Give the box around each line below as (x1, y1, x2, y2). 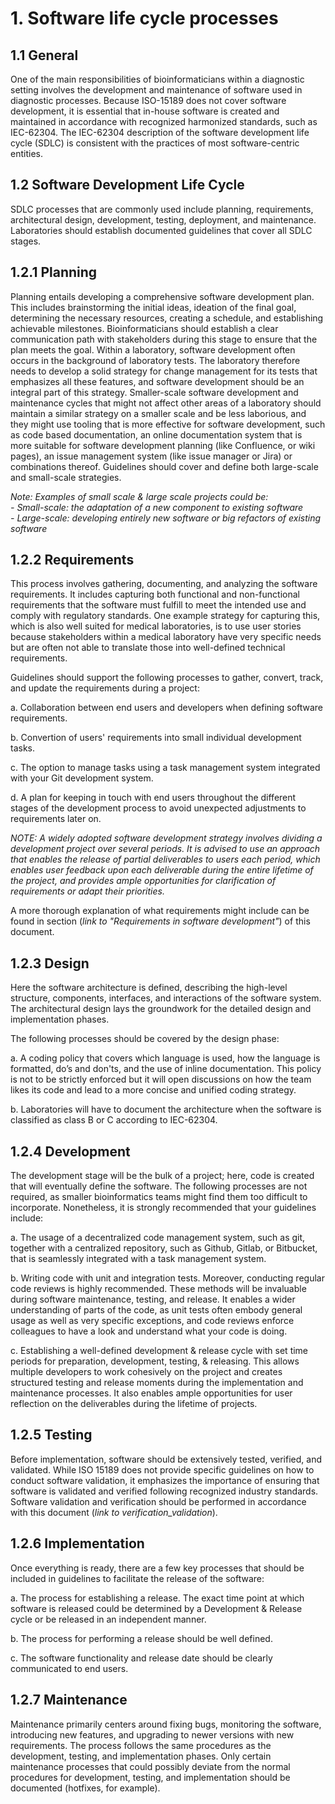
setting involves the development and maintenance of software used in (10, 84, 303, 96)
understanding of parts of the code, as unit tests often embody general (10, 1304, 303, 1316)
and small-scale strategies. (10, 471, 122, 483)
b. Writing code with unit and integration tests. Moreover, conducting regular (10, 1272, 325, 1284)
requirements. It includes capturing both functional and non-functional (10, 588, 300, 601)
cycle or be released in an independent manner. (10, 1613, 207, 1625)
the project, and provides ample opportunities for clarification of (10, 875, 277, 887)
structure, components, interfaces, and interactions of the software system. (10, 992, 322, 1004)
